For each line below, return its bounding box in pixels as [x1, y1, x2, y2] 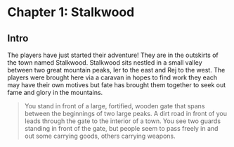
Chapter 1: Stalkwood [7, 4, 135, 20]
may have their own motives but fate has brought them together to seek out [7, 81, 226, 89]
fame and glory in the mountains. [7, 89, 103, 96]
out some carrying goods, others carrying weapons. [24, 132, 176, 140]
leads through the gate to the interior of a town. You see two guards [24, 117, 221, 125]
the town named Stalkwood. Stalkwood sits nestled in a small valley [7, 58, 202, 67]
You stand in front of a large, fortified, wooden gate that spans [24, 102, 205, 110]
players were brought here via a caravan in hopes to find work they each [7, 73, 218, 82]
